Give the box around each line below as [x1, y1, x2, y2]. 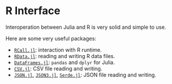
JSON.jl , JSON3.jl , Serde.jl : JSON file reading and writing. [14, 71, 157, 78]
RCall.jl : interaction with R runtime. [14, 46, 102, 53]
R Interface [5, 4, 60, 18]
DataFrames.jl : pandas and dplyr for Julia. [14, 59, 115, 66]
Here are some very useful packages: [5, 35, 96, 42]
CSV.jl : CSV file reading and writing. [14, 65, 103, 72]
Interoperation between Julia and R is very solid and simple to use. [5, 23, 167, 31]
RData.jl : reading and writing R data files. [14, 52, 116, 59]
